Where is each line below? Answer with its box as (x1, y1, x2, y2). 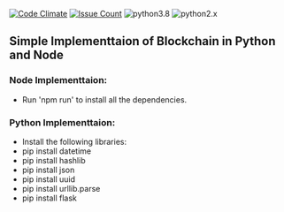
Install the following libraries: (21, 136, 127, 147)
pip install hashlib (21, 155, 86, 165)
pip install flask (21, 193, 78, 203)
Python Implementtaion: (9, 116, 116, 128)
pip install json (21, 164, 75, 175)
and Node (9, 48, 65, 63)
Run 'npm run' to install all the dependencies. (21, 94, 188, 105)
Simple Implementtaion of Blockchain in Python (9, 34, 276, 49)
